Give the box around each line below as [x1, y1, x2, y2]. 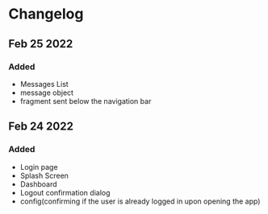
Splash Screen [19, 171, 69, 180]
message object [19, 88, 74, 97]
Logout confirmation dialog [19, 187, 111, 197]
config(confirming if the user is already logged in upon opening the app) [19, 196, 261, 206]
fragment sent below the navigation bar [19, 96, 152, 105]
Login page [19, 162, 58, 171]
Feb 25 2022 [8, 37, 73, 51]
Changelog [8, 5, 84, 23]
